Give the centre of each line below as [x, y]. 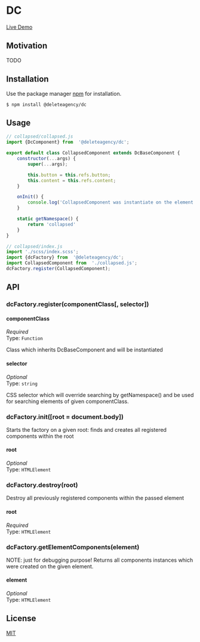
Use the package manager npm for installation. [64, 93]
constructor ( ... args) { [47, 159]
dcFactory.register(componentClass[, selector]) [78, 304]
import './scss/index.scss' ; [42, 252]
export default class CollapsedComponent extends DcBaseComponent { [93, 153]
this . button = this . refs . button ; [69, 175]
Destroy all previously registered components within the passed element [95, 498]
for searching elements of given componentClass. [68, 401]
